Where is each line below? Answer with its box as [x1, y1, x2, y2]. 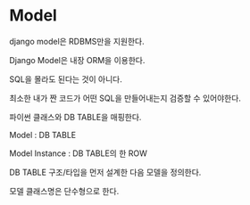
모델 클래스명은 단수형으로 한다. [9, 185, 120, 196]
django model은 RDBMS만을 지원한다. [9, 36, 145, 46]
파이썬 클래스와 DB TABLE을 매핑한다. [9, 111, 142, 122]
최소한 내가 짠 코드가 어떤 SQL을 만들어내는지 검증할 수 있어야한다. [9, 93, 241, 103]
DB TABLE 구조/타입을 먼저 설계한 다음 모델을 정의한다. [9, 167, 202, 177]
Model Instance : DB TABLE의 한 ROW [9, 148, 147, 159]
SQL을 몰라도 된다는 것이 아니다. [9, 73, 122, 85]
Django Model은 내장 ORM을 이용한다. [9, 54, 146, 65]
